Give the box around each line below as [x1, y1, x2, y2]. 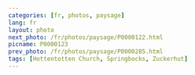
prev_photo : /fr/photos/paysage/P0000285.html [8, 48, 164, 55]
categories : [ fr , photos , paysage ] [8, 11, 125, 20]
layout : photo [8, 26, 55, 34]
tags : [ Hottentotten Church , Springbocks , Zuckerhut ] [8, 55, 189, 63]
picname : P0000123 [8, 41, 68, 48]
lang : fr [8, 19, 37, 27]
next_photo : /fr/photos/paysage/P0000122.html [8, 33, 164, 41]
